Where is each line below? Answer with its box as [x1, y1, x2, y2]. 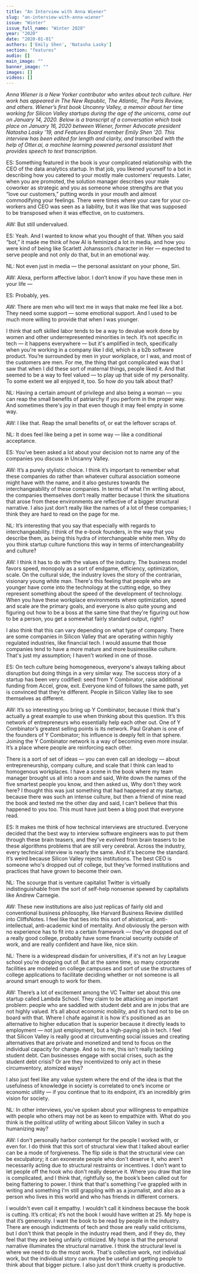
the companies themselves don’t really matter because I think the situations [6, 492, 190, 499]
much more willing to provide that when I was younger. [6, 316, 140, 323]
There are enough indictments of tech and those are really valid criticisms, [6, 1224, 187, 1231]
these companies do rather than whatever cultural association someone [6, 473, 181, 480]
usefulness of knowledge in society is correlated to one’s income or [6, 1082, 170, 1089]
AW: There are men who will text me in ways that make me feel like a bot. [6, 303, 184, 311]
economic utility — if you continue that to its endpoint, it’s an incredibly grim [6, 1089, 191, 1096]
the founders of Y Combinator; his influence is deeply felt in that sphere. [6, 732, 181, 739]
